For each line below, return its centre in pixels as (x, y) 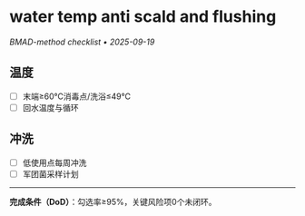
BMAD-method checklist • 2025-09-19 (82, 42)
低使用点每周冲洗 (54, 162)
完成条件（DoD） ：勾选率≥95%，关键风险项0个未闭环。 (113, 201)
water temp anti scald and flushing (143, 17)
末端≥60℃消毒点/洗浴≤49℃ (77, 96)
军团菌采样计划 (50, 173)
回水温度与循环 (50, 107)
